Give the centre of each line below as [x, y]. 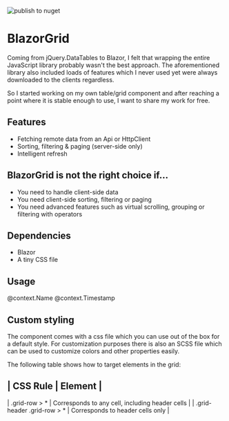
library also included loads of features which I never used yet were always [112, 72]
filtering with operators [50, 214]
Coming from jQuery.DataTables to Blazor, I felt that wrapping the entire [109, 57]
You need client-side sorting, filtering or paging [84, 199]
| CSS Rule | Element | [54, 386]
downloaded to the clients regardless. [61, 79]
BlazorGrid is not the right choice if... [88, 175]
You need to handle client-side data [68, 192]
